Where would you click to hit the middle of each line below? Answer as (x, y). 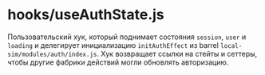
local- (231, 45)
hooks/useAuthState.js (86, 15)
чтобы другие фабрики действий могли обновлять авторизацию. (118, 62)
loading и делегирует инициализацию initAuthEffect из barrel (113, 45)
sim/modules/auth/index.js (52, 54)
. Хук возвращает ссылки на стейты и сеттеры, (177, 53)
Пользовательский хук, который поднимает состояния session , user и (127, 37)
